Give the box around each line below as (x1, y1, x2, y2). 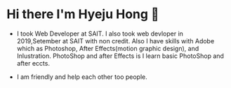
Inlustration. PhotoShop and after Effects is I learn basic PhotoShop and (16, 52, 224, 60)
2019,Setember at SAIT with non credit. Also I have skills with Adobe (16, 36, 215, 45)
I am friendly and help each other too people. (16, 73, 148, 81)
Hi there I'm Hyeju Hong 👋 (6, 6, 159, 22)
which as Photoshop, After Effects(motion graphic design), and (16, 44, 199, 52)
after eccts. (16, 59, 51, 67)
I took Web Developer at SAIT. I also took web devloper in (16, 29, 184, 38)
